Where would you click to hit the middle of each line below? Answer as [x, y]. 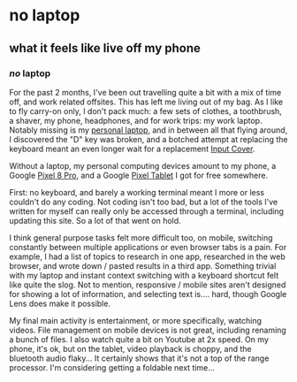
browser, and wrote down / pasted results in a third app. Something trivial [143, 265]
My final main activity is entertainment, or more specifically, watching [136, 320]
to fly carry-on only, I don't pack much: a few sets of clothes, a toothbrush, [146, 111]
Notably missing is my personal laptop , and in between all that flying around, [148, 130]
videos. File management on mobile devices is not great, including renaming [148, 330]
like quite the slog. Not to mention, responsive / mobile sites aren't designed [148, 285]
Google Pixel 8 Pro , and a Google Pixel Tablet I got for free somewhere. [138, 175]
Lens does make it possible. [60, 303]
